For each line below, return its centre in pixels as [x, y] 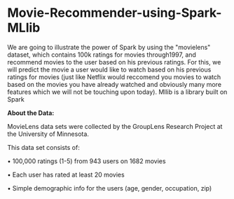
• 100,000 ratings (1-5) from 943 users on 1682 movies [87, 161]
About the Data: [31, 113]
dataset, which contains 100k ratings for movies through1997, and [102, 55]
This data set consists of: [44, 147]
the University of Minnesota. [48, 134]
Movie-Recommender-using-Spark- [115, 13]
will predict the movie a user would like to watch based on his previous [109, 69]
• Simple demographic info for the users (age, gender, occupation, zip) [110, 188]
